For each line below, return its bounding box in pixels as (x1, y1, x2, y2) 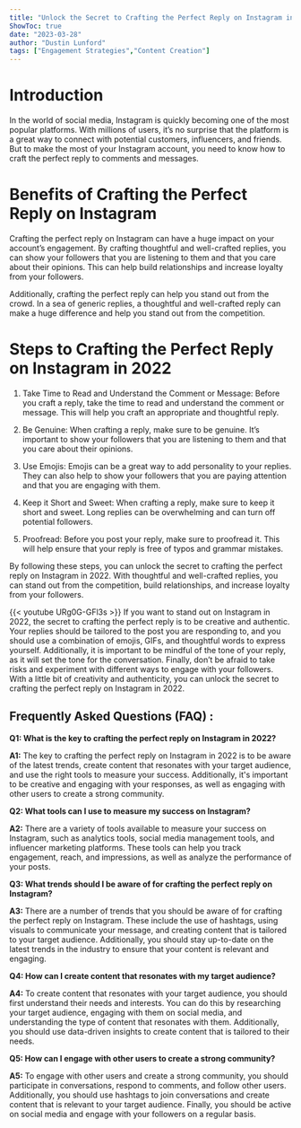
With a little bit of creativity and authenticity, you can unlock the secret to (9, 673, 279, 684)
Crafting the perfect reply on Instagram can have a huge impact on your (9, 233, 275, 243)
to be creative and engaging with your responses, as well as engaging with (9, 778, 286, 790)
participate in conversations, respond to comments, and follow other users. (9, 1080, 287, 1090)
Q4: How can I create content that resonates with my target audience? (9, 970, 276, 981)
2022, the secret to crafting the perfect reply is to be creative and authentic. (9, 616, 290, 626)
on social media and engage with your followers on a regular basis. (9, 1108, 257, 1119)
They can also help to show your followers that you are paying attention (21, 470, 287, 481)
